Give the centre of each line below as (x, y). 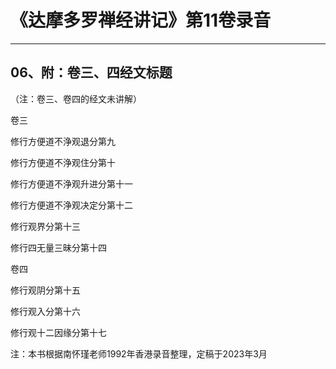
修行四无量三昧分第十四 (58, 247)
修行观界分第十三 (45, 226)
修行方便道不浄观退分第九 (63, 141)
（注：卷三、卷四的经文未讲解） (76, 98)
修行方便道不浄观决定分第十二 (71, 205)
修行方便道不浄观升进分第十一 (71, 183)
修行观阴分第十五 (45, 290)
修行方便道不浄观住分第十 (63, 162)
